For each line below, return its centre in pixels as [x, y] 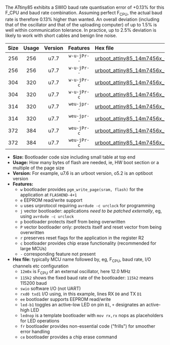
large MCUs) [33, 248]
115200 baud [33, 283]
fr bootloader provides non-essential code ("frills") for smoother [88, 326]
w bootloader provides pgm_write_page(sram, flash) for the [82, 189]
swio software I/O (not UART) [50, 289]
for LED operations [40, 321]
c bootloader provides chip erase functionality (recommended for [88, 243]
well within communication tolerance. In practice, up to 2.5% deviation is [81, 30]
